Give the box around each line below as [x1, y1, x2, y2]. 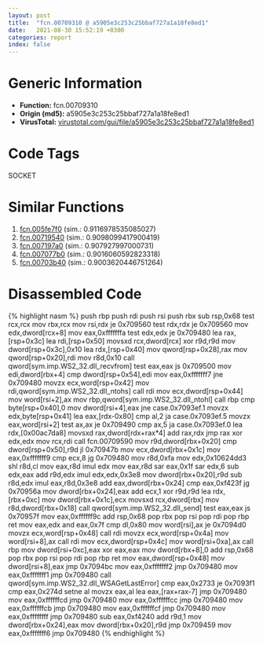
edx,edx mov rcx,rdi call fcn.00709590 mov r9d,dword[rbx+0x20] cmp [8, 436, 237, 446]
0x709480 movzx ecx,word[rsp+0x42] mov [8, 378, 150, 387]
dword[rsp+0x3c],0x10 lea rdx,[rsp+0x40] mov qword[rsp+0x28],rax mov [8, 344, 248, 354]
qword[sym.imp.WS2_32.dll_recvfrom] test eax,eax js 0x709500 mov [8, 361, 232, 370]
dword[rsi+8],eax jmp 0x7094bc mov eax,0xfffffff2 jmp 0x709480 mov [8, 561, 238, 571]
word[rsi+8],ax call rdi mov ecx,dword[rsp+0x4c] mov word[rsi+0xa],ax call [8, 536, 254, 546]
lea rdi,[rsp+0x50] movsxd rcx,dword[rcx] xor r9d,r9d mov [46, 336, 236, 346]
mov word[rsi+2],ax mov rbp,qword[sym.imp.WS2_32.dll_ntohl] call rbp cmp [8, 395, 255, 404]
